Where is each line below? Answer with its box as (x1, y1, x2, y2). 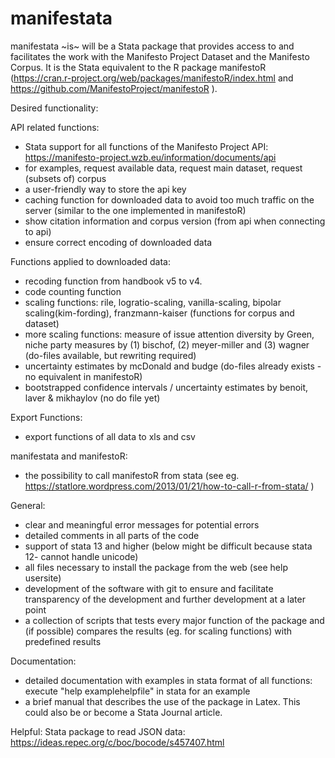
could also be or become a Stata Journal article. (24, 706, 223, 718)
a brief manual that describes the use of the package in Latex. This (24, 695, 301, 707)
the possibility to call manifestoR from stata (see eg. (24, 469, 240, 481)
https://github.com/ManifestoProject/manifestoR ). (10, 82, 218, 94)
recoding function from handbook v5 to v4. (24, 275, 203, 287)
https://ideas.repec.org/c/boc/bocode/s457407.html (10, 736, 225, 748)
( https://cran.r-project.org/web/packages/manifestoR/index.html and (10, 72, 294, 84)
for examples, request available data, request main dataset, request (24, 162, 303, 174)
